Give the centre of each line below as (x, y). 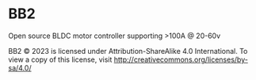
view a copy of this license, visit (60, 59)
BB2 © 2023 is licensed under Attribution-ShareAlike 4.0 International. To (128, 51)
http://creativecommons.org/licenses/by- (181, 59)
